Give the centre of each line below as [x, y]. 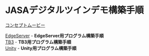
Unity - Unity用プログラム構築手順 [41, 48]
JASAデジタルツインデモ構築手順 [74, 10]
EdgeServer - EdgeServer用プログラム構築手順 [55, 35]
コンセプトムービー [25, 25]
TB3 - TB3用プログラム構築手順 [38, 42]
